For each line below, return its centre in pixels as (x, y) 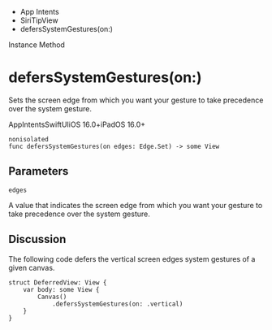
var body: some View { (61, 289)
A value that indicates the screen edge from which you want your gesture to (136, 205)
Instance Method (37, 45)
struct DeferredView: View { (58, 282)
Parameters (39, 171)
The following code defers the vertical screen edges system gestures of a (132, 258)
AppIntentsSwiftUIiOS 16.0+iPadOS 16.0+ (77, 124)
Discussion (37, 239)
